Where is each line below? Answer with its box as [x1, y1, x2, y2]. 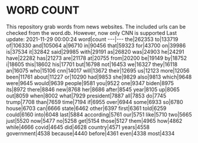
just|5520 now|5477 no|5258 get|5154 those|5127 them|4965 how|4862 [6, 117, 183, 124]
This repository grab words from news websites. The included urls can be [6, 23, 186, 30]
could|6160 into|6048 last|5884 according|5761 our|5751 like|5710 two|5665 [6, 110, 192, 118]
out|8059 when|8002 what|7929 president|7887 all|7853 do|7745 [6, 92, 167, 99]
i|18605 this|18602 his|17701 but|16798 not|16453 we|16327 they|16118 [6, 60, 178, 68]
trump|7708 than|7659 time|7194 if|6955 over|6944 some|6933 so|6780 [6, 98, 183, 105]
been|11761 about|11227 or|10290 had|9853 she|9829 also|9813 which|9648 [6, 73, 192, 80]
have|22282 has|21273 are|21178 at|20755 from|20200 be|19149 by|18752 [6, 54, 187, 61]
